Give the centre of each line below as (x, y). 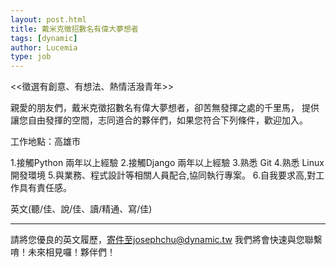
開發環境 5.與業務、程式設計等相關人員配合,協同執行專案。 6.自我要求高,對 (163, 175)
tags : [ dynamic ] (44, 38)
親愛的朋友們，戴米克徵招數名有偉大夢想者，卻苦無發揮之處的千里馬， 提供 (165, 108)
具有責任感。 (45, 188)
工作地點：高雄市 (45, 142)
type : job (31, 57)
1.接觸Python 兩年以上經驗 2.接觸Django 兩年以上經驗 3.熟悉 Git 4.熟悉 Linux (167, 163)
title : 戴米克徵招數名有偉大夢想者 (74, 29)
